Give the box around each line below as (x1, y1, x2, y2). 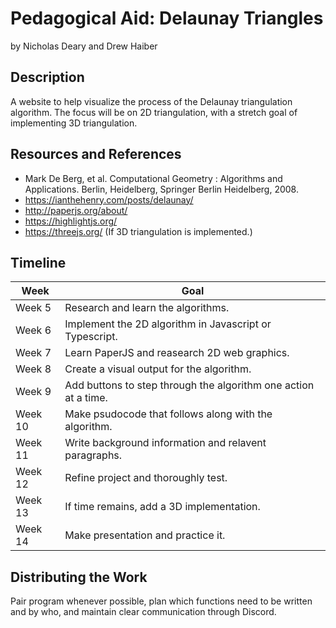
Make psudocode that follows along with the (64, 407, 273, 421)
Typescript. (64, 330, 118, 344)
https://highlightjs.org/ (24, 215, 118, 227)
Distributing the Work (10, 568, 148, 586)
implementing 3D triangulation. (10, 117, 138, 129)
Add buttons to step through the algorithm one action (64, 378, 315, 392)
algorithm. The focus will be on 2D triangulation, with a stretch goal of (10, 106, 298, 118)
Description (10, 69, 85, 86)
